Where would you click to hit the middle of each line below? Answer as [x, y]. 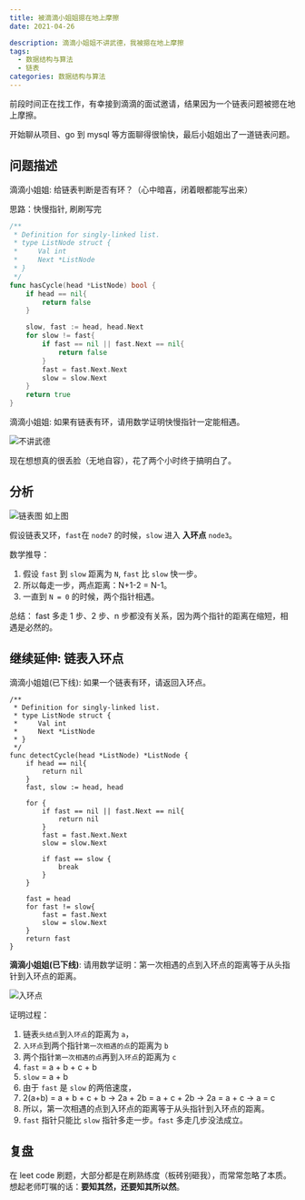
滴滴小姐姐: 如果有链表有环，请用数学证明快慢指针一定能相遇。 [127, 422]
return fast [48, 939]
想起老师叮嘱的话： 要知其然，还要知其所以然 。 [97, 1186]
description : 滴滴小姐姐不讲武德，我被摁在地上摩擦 [97, 43]
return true [48, 395]
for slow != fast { [60, 336]
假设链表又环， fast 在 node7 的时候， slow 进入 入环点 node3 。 [123, 534]
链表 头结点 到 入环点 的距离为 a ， [78, 1033]
